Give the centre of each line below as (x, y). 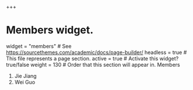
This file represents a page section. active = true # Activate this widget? (92, 58)
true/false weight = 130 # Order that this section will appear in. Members (93, 64)
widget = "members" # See (39, 46)
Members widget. (50, 30)
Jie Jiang (25, 75)
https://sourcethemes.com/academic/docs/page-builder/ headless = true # (96, 52)
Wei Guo (25, 82)
